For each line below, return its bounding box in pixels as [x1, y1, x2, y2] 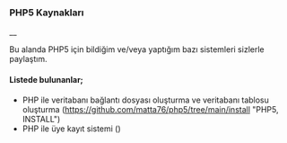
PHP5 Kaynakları [9, 6, 84, 19]
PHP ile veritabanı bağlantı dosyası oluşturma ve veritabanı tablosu [22, 94, 269, 105]
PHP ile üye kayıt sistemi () [22, 123, 121, 134]
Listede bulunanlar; [9, 74, 83, 85]
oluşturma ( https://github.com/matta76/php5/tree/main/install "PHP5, [22, 103, 280, 114]
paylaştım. [9, 54, 48, 65]
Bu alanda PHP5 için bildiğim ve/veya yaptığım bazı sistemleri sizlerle [9, 44, 265, 55]
